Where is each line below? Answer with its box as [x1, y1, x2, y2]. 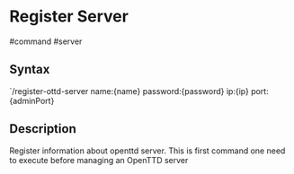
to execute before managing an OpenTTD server [9, 154, 189, 165]
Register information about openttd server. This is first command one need [9, 145, 286, 156]
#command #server [9, 36, 83, 47]
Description [9, 121, 76, 136]
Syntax [9, 62, 50, 77]
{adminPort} [9, 95, 55, 106]
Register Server [9, 6, 129, 27]
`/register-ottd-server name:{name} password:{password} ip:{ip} [9, 85, 249, 96]
